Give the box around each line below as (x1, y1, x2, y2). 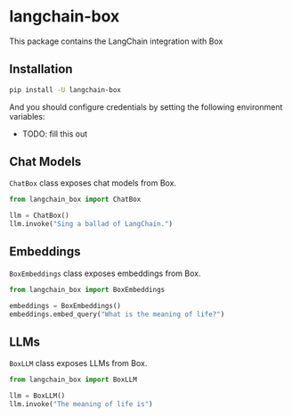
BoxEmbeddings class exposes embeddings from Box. (9, 268, 201, 279)
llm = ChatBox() (9, 212, 69, 221)
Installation (9, 62, 73, 77)
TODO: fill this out (21, 128, 88, 139)
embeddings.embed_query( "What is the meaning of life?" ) (9, 310, 225, 319)
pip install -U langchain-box (9, 85, 122, 95)
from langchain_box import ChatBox (9, 195, 142, 204)
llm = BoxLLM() (9, 391, 66, 401)
